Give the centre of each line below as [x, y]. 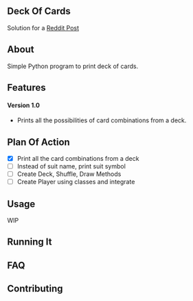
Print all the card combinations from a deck [78, 159]
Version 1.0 [23, 105]
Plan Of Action [38, 142]
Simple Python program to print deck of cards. [73, 66]
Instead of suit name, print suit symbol [71, 166]
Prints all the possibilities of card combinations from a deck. [102, 120]
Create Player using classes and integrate [76, 182]
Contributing [35, 289]
